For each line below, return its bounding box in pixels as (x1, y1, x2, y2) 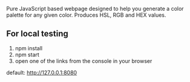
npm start (15, 51, 39, 58)
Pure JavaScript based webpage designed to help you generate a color (6, 5, 184, 12)
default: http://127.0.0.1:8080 (6, 69, 77, 76)
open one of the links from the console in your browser (15, 57, 152, 65)
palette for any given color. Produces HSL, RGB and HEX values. (6, 11, 166, 19)
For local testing (6, 29, 68, 39)
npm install (15, 44, 43, 51)
